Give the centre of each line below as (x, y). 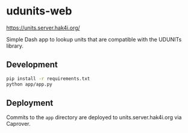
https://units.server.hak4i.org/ (43, 28)
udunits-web (39, 11)
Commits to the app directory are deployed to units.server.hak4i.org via (94, 117)
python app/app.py (29, 84)
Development (32, 65)
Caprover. (19, 124)
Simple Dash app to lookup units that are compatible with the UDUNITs (94, 39)
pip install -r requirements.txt (48, 79)
